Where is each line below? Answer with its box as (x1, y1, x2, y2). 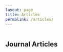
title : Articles (5, 12, 40, 17)
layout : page (5, 7, 33, 13)
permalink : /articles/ (5, 17, 54, 22)
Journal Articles (5, 40, 58, 48)
